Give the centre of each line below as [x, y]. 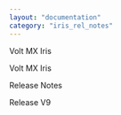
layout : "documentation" [55, 17]
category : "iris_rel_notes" [61, 26]
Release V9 [30, 102]
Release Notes [36, 85]
